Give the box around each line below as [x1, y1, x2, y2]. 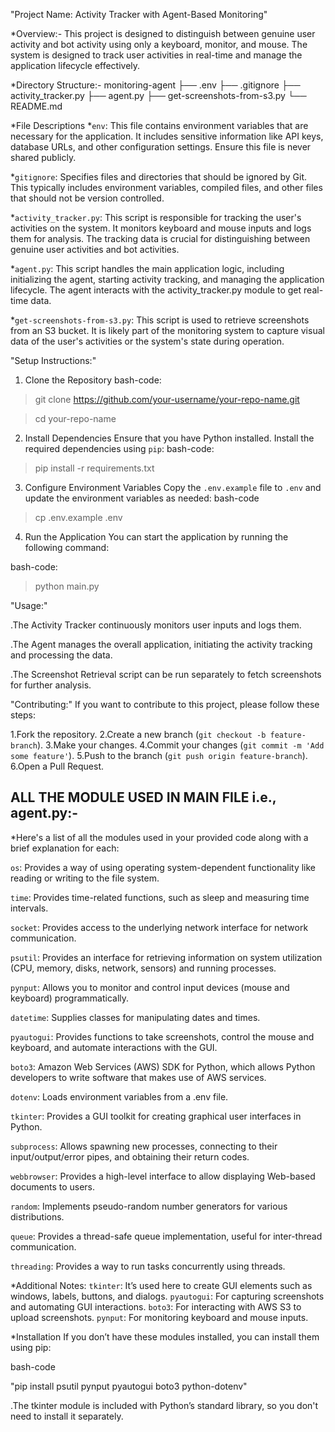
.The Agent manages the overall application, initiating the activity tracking [10, 639, 313, 650]
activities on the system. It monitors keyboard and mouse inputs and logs [10, 222, 312, 234]
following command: [24, 542, 110, 553]
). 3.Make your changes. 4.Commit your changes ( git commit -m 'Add [36, 739, 325, 751]
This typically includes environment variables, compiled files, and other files [10, 182, 323, 193]
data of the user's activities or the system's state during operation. [10, 335, 285, 347]
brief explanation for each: [10, 842, 120, 854]
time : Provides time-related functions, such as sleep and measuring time [10, 891, 310, 903]
